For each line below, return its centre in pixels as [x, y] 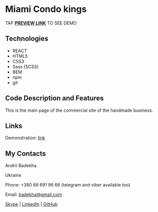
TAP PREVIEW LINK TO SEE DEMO [41, 23]
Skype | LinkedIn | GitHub [31, 204]
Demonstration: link [25, 138]
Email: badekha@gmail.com [34, 195]
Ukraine [13, 175]
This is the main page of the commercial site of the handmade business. [79, 110]
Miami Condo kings [46, 9]
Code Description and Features [54, 98]
